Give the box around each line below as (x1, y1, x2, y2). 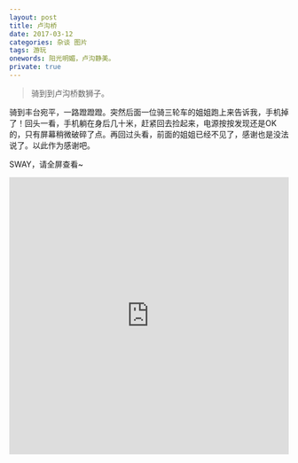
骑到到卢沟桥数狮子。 (30, 88, 109, 98)
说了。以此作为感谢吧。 (9, 139, 95, 151)
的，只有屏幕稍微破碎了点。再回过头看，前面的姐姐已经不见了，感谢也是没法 (9, 129, 289, 139)
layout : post (9, 12, 58, 22)
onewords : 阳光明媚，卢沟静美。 (9, 54, 115, 63)
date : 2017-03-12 (9, 29, 74, 38)
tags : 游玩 (9, 46, 47, 55)
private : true (9, 63, 62, 72)
